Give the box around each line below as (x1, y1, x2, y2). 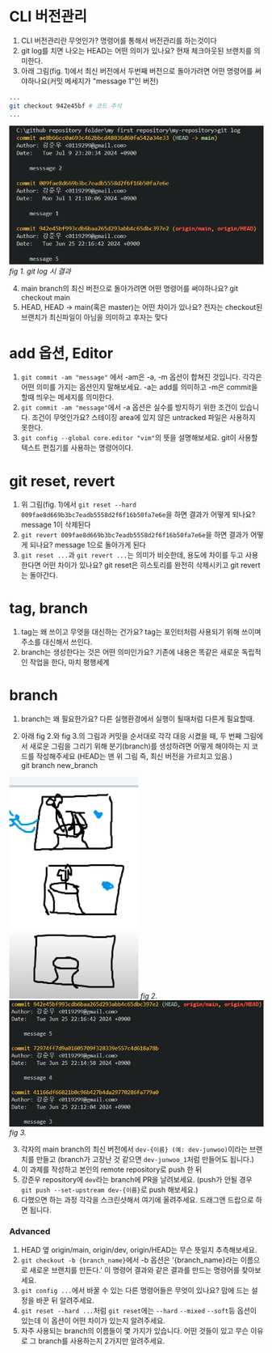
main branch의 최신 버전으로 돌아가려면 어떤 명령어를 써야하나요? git (20, 284, 239, 294)
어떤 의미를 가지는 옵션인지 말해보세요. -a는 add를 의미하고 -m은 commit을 (20, 382, 258, 392)
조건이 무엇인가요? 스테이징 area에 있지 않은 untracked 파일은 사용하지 (31, 413, 256, 422)
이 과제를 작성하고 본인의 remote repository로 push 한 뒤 (20, 1164, 203, 1174)
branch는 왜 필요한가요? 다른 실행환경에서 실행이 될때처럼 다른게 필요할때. (20, 714, 255, 724)
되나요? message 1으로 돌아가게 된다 (29, 540, 146, 550)
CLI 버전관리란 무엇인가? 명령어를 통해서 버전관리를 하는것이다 (20, 36, 217, 45)
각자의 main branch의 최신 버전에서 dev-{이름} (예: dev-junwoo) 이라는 (20, 1144, 249, 1154)
